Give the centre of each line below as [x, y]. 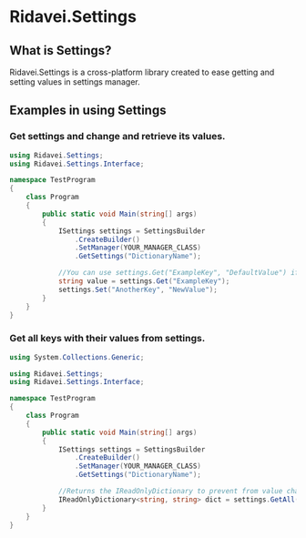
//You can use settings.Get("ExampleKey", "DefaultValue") [172, 273]
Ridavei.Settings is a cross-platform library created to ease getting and [142, 72]
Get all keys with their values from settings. [107, 339]
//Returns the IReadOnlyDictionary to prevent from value [170, 492]
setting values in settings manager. [75, 82]
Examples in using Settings [88, 111]
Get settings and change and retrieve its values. [117, 137]
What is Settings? [61, 51]
